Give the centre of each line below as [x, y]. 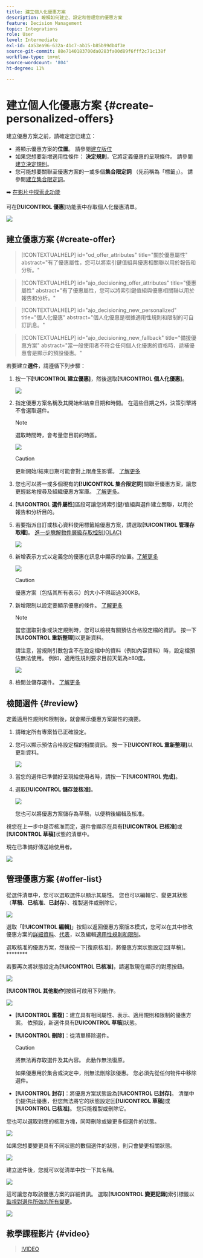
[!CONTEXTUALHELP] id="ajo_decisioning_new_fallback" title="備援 [106, 338]
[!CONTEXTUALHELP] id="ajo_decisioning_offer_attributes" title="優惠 [108, 283]
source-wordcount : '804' [37, 62]
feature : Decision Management [44, 23]
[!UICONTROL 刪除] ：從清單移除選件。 [63, 1035]
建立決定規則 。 [34, 164]
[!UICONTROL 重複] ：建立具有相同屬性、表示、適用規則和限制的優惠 [100, 1015]
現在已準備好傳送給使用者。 [41, 847]
